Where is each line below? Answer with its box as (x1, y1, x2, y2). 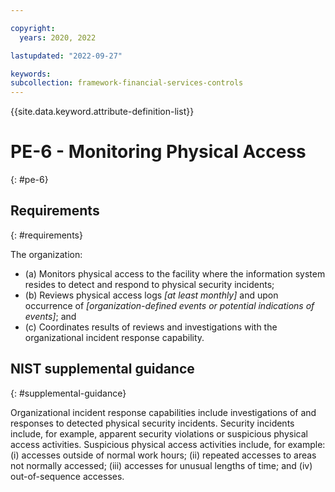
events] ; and (24, 310, 77, 322)
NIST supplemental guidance (10, 361, 195, 378)
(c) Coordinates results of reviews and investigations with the (24, 321, 278, 333)
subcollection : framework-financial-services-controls (10, 78, 244, 88)
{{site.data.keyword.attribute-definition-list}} (10, 106, 195, 118)
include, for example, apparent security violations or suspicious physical (10, 427, 308, 440)
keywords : (10, 69, 52, 79)
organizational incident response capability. (24, 331, 205, 343)
